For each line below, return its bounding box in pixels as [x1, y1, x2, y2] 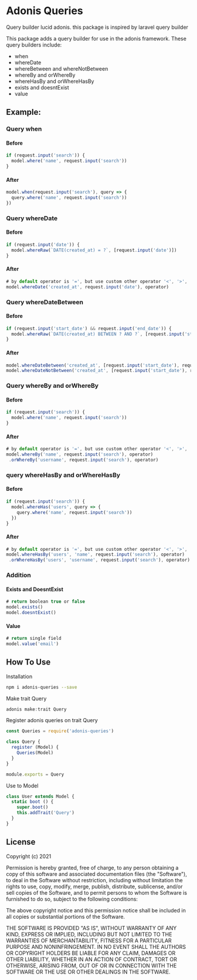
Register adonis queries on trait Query [6, 717, 98, 724]
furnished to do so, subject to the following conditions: [6, 895, 138, 902]
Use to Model [6, 782, 39, 789]
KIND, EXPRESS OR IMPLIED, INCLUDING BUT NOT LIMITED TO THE [6, 931, 172, 938]
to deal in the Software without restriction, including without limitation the [6, 876, 183, 883]
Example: [6, 107, 41, 117]
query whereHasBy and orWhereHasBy [6, 471, 121, 479]
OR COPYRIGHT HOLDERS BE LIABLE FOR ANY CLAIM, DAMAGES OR [6, 949, 176, 956]
